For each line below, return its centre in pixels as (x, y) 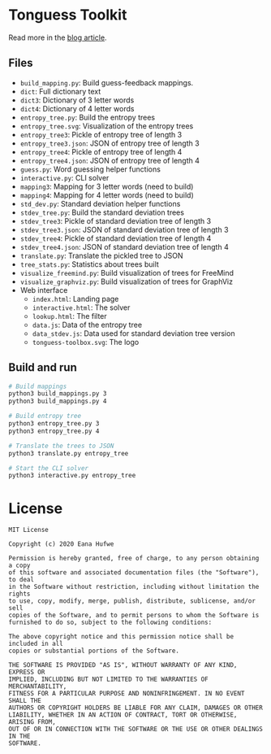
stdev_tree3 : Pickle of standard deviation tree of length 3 (116, 220)
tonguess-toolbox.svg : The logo (86, 342)
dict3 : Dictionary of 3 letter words (77, 100)
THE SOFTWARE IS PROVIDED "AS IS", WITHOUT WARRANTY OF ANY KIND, (123, 665)
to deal (22, 580)
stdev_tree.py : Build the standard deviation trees (102, 212)
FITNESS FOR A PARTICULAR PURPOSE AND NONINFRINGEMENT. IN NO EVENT (127, 694)
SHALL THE (25, 701)
